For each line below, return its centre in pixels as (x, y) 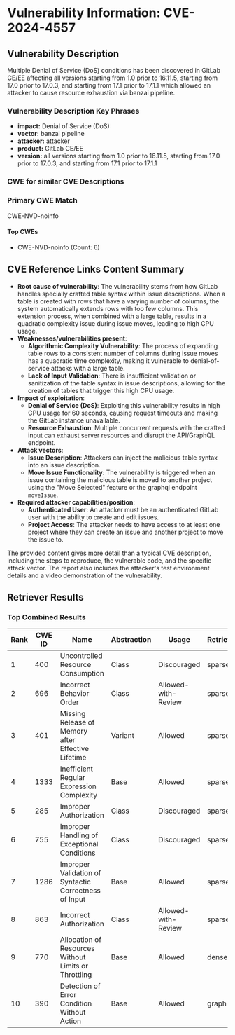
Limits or (74, 966)
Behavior (74, 694)
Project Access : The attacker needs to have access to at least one (124, 524)
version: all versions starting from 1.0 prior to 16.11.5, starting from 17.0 (119, 156)
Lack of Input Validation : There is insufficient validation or (112, 376)
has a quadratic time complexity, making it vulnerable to (108, 361)
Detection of (80, 986)
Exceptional (79, 844)
